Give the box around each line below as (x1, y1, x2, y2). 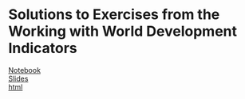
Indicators (8, 40, 77, 57)
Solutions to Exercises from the (8, 6, 220, 24)
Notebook (8, 65, 41, 74)
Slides (8, 74, 29, 83)
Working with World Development (8, 22, 238, 40)
